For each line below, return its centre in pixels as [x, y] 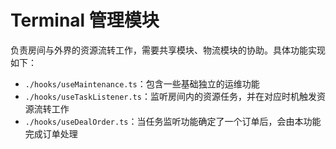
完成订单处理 [51, 133]
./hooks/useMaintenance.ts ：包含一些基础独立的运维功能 [142, 83]
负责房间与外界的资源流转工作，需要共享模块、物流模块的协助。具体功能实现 [168, 50]
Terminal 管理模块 [85, 20]
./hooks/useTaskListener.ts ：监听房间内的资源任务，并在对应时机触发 [170, 96]
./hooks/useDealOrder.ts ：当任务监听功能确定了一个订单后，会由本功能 [173, 121]
